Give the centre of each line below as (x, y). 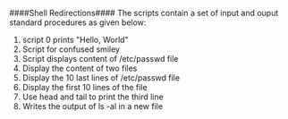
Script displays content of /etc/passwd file (100, 59)
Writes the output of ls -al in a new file (93, 106)
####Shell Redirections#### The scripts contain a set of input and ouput (144, 13)
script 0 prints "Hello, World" (75, 40)
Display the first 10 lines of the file (85, 87)
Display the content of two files (80, 68)
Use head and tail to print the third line (93, 97)
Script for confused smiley (71, 49)
